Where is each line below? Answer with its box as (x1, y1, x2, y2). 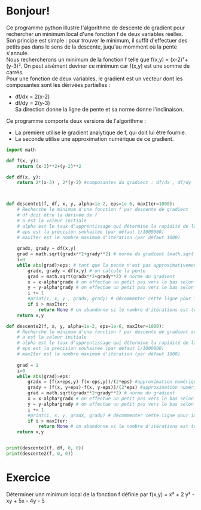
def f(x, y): (6, 158, 39, 164)
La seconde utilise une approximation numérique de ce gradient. (14, 135, 174, 142)
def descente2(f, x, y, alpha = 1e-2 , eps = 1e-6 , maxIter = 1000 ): (6, 323, 165, 329)
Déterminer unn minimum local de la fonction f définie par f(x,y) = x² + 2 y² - (6, 490, 195, 498)
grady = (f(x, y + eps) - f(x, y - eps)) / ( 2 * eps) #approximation (28, 385, 178, 391)
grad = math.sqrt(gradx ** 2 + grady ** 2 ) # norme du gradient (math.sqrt (17, 251, 194, 257)
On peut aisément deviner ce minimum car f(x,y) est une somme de (23, 62, 190, 70)
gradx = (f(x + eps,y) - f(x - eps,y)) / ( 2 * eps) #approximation (28, 379, 172, 385)
